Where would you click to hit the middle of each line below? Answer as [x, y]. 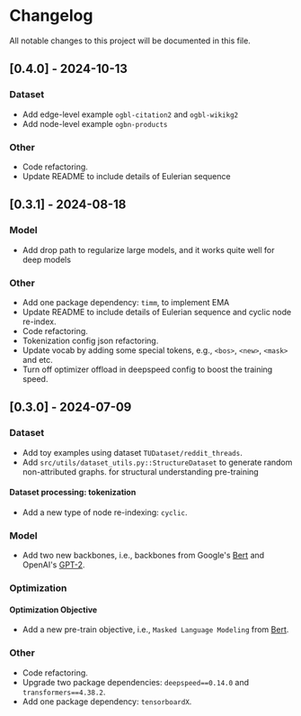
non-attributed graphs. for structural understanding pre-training [140, 471]
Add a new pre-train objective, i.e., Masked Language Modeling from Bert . [155, 630]
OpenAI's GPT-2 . [53, 565]
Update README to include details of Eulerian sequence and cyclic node [157, 312]
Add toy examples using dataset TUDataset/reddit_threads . [132, 452]
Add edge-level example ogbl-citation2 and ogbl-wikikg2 [130, 114]
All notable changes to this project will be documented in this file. [130, 41]
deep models [47, 259]
